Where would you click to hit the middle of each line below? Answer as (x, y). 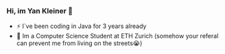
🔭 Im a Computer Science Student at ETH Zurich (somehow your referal (117, 36)
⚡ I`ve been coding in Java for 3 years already (81, 26)
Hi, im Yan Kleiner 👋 (40, 11)
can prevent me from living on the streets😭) (79, 43)
